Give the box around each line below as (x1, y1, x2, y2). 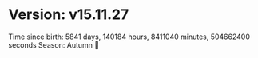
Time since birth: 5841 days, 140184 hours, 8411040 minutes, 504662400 (8, 32, 250, 41)
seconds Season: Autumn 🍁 (8, 40, 100, 49)
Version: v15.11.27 (8, 6, 129, 24)
